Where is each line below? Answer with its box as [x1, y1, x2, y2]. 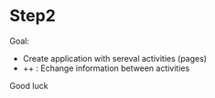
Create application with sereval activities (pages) [22, 53, 208, 64]
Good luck [9, 80, 48, 91]
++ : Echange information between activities [22, 63, 190, 73]
